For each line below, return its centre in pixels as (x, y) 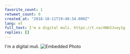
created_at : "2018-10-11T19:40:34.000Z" (47, 19)
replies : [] (17, 32)
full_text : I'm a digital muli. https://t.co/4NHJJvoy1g (65, 28)
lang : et (14, 23)
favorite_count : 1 (24, 10)
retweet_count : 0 (23, 14)
